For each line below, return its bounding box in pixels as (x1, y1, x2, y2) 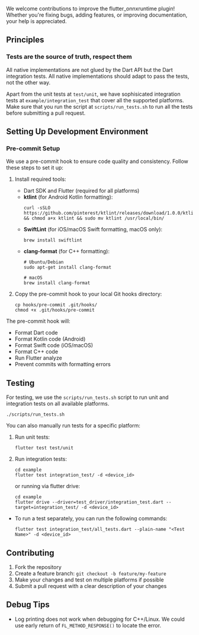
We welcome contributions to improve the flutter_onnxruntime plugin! (6, 5, 175, 12)
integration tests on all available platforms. (6, 400, 110, 407)
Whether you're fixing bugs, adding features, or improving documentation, (6, 11, 188, 18)
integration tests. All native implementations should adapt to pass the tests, (6, 73, 190, 80)
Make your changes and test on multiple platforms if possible (14, 576, 164, 583)
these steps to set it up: (6, 164, 64, 171)
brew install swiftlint (23, 237, 83, 243)
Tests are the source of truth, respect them (6, 53, 132, 61)
